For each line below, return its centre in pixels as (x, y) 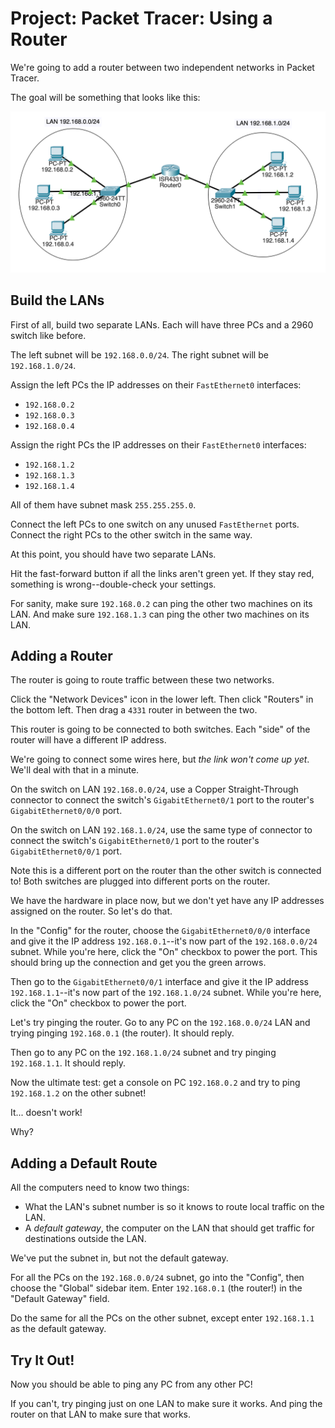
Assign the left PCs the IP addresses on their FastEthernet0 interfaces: (156, 384)
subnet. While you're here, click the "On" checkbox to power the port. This (164, 952)
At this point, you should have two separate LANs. (113, 554)
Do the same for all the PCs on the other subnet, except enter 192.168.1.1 (162, 1318)
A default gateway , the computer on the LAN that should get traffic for (169, 1228)
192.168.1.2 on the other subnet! (78, 1093)
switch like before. (48, 335)
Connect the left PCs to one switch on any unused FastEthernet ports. (155, 524)
